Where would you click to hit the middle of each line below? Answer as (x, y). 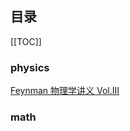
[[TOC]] (26, 41)
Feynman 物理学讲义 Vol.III (65, 91)
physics (30, 67)
